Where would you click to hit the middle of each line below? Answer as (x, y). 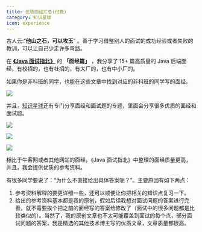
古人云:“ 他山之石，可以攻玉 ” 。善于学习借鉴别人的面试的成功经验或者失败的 (100, 41)
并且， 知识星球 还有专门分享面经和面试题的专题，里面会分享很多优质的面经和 (101, 105)
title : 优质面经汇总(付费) (36, 12)
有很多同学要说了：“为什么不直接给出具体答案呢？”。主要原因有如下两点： (99, 180)
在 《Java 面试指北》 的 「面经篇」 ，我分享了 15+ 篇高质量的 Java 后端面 (96, 61)
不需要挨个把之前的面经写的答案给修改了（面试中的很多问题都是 (110, 208)
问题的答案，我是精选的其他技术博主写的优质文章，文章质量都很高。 (105, 223)
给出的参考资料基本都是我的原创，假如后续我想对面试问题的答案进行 (99, 201)
